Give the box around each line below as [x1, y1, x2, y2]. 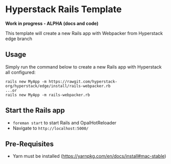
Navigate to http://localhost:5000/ [12, 125, 89, 131]
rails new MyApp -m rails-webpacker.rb [5, 92, 90, 97]
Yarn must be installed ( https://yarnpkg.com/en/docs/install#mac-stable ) [12, 153, 166, 159]
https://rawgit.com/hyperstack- [48, 79, 117, 84]
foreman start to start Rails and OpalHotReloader [12, 119, 116, 125]
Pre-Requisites [5, 140, 54, 148]
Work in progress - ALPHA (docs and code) [5, 20, 99, 26]
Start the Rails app [5, 106, 65, 115]
